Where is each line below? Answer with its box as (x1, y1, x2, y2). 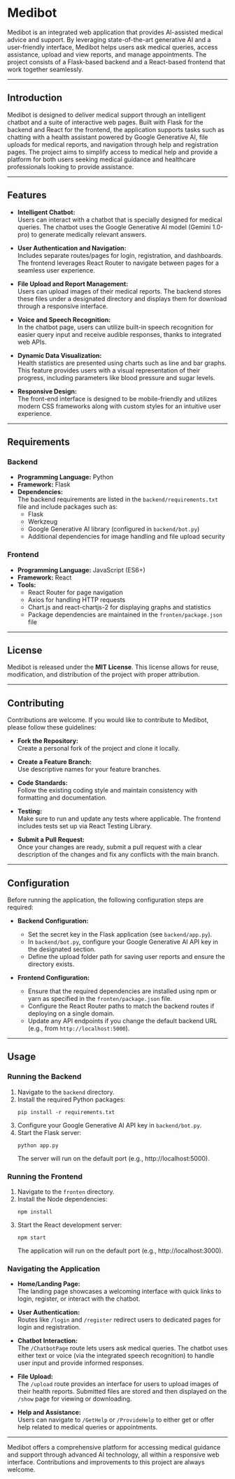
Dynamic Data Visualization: (17, 351, 102, 359)
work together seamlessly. (7, 65, 84, 73)
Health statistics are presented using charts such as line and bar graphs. (17, 359, 227, 367)
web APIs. (17, 338, 47, 346)
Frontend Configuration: (17, 973, 90, 981)
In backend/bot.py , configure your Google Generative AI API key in (27, 937, 219, 946)
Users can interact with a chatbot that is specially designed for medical (17, 215, 222, 224)
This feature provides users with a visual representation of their (17, 366, 201, 375)
